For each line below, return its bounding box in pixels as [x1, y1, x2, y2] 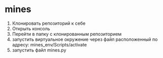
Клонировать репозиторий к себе [12, 20, 86, 26]
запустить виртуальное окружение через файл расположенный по [12, 36, 158, 42]
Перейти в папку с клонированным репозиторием [12, 31, 122, 37]
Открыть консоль [12, 25, 50, 31]
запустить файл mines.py [12, 47, 67, 53]
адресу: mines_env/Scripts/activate [12, 41, 87, 47]
